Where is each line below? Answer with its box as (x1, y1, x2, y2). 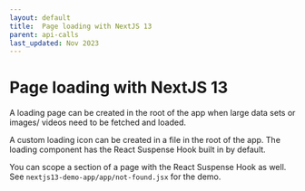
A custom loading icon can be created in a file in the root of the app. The (9, 135, 281, 146)
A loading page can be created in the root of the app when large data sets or (9, 108, 296, 119)
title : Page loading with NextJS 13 (9, 22, 152, 31)
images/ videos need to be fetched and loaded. (9, 117, 186, 128)
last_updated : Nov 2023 (9, 38, 100, 48)
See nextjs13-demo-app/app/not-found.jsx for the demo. (9, 171, 221, 182)
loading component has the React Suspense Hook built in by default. (9, 144, 266, 155)
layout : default (9, 13, 71, 23)
